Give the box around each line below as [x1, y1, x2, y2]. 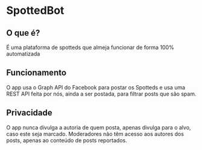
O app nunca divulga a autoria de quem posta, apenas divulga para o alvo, [6, 123, 191, 131]
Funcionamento [6, 68, 67, 78]
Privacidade [6, 108, 52, 118]
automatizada [6, 50, 40, 57]
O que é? [6, 28, 40, 38]
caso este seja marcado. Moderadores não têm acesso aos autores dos [6, 130, 184, 137]
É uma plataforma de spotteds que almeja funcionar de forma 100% [6, 44, 175, 51]
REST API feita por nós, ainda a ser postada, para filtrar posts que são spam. [6, 90, 197, 97]
